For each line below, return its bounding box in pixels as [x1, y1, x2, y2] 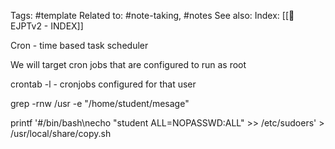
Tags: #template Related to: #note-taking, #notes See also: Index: [10, 10, 280, 21]
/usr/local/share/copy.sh [10, 128, 112, 139]
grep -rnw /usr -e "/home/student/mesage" [10, 98, 190, 109]
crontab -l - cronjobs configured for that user [10, 78, 197, 90]
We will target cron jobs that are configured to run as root [10, 59, 247, 70]
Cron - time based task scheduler [10, 40, 149, 51]
